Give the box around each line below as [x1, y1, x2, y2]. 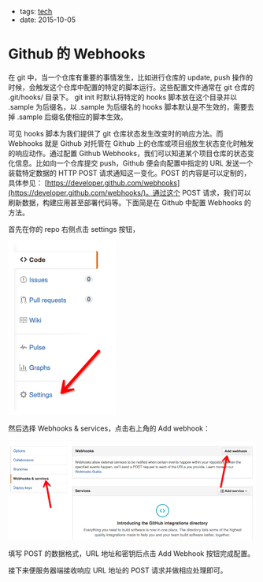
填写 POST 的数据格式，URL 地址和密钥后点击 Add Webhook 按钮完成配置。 [8, 548, 254, 558]
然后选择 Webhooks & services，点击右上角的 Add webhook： [8, 423, 211, 433]
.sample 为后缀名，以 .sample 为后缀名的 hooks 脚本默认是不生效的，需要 [8, 102, 248, 111]
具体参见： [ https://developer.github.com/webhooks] [8, 177, 180, 188]
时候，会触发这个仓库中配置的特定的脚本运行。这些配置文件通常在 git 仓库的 [8, 82, 255, 91]
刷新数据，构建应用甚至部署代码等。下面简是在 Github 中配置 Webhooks [8, 197, 243, 207]
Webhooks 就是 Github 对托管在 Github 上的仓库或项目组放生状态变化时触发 [8, 138, 254, 148]
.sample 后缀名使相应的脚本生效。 [17, 112, 128, 121]
